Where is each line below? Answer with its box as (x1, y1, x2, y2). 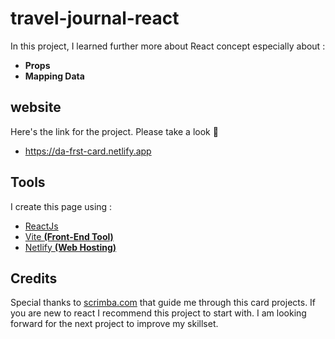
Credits (10, 270, 58, 287)
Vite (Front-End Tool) (24, 230, 114, 242)
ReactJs (24, 220, 59, 232)
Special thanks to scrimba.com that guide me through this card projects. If (10, 297, 317, 309)
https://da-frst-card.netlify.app (24, 145, 152, 157)
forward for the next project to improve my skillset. (10, 318, 219, 330)
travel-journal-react (10, 7, 180, 30)
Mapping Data (24, 70, 85, 82)
